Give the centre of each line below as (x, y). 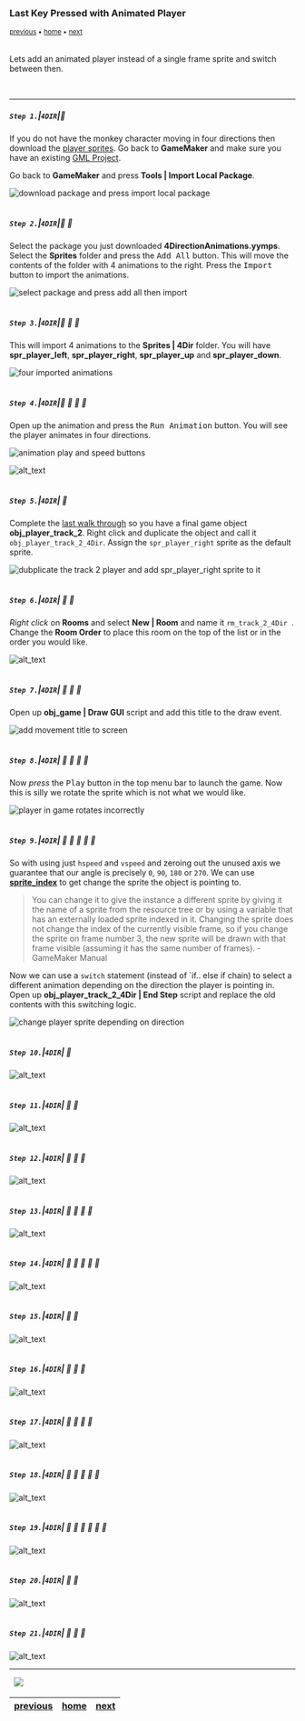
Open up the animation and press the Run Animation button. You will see (149, 425)
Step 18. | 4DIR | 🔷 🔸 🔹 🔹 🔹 (54, 1475)
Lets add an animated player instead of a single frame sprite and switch (143, 59)
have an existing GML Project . (65, 158)
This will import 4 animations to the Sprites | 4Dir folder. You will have (140, 345)
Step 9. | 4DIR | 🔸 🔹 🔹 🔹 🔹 (53, 840)
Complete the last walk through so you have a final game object (128, 524)
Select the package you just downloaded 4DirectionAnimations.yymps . (145, 246)
